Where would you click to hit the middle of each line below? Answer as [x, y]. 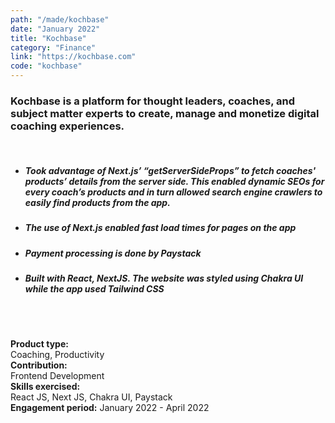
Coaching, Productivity [57, 355]
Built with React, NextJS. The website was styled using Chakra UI [164, 278]
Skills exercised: [45, 387]
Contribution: [39, 365]
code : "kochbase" [46, 66]
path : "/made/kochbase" [60, 19]
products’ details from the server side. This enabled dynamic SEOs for [174, 181]
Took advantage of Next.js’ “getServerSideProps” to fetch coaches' [170, 170]
